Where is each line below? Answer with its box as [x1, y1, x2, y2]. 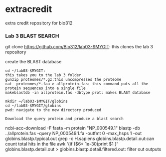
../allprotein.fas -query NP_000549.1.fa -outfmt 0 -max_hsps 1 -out [5, 131, 142, 137]
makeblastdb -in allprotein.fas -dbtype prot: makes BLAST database [5, 90, 151, 95]
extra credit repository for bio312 [5, 20, 73, 26]
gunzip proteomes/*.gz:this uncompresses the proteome [5, 77, 122, 82]
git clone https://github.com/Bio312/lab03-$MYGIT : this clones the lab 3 [5, 44, 154, 50]
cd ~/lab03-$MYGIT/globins [5, 103, 61, 108]
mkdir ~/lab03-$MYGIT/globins [5, 99, 68, 104]
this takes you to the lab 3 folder [5, 73, 81, 78]
